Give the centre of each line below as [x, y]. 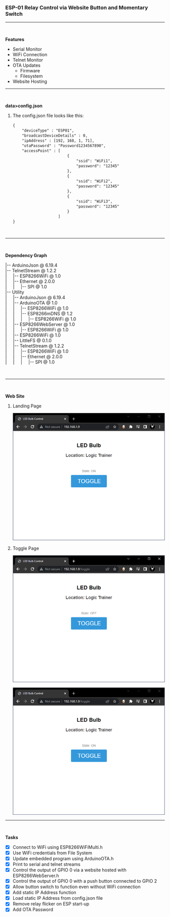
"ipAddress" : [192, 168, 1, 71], [58, 141]
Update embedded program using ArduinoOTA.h [63, 858]
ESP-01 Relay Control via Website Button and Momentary [77, 8]
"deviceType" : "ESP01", [48, 131]
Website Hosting [30, 81]
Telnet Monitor [28, 60]
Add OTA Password [33, 909]
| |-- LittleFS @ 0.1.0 [28, 341]
